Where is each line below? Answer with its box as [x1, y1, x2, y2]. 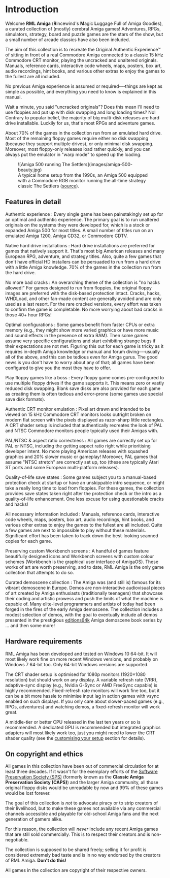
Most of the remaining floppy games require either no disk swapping [5, 135, 149, 141]
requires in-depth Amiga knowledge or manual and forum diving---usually [5, 348, 160, 354]
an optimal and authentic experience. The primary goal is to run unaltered [5, 216, 159, 222]
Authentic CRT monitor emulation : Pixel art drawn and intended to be [5, 406, 151, 412]
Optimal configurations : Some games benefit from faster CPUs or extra [5, 321, 155, 328]
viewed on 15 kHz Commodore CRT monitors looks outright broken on [5, 411, 151, 417]
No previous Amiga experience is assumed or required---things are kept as [5, 83, 162, 89]
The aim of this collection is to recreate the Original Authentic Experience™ [5, 46, 161, 52]
